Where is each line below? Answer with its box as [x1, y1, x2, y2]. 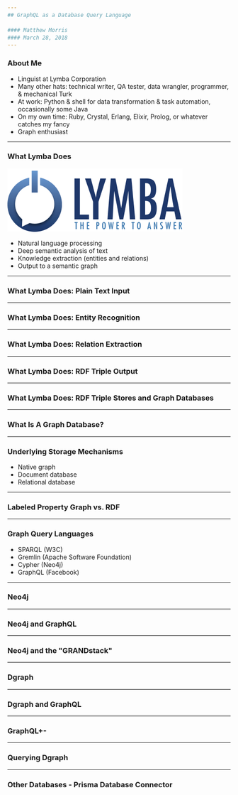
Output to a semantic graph [17, 261, 98, 270]
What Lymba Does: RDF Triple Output [7, 366, 138, 376]
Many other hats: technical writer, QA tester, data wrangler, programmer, [17, 82, 229, 90]
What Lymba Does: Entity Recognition [7, 313, 140, 323]
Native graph [17, 463, 56, 471]
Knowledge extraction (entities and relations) [17, 254, 149, 262]
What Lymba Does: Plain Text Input [7, 286, 130, 296]
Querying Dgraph [7, 753, 69, 763]
